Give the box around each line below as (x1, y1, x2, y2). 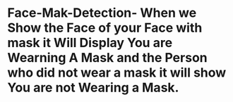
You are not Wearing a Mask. (7, 79, 179, 96)
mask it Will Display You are (7, 35, 173, 51)
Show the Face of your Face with (7, 20, 203, 36)
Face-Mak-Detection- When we (7, 5, 197, 21)
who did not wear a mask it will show (7, 65, 227, 81)
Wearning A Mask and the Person (7, 50, 208, 66)
